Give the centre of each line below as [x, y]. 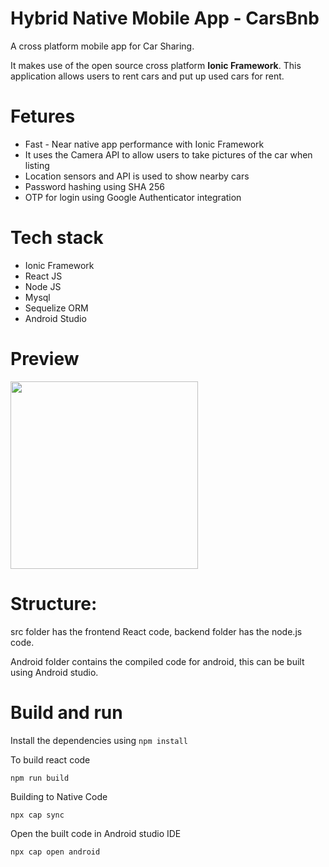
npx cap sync [37, 815]
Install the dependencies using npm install [99, 740]
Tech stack [57, 238]
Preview [45, 359]
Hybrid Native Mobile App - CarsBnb [165, 18]
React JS [43, 276]
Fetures [43, 116]
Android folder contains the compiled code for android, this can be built [157, 661]
